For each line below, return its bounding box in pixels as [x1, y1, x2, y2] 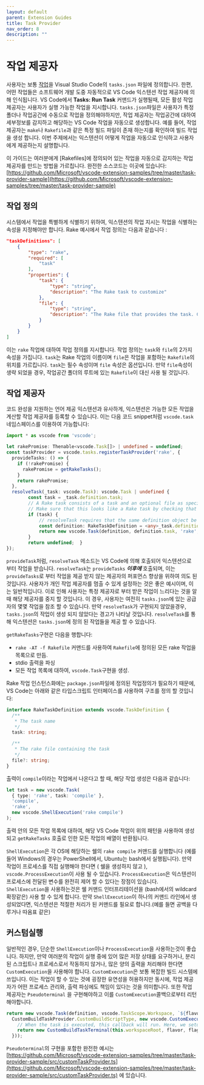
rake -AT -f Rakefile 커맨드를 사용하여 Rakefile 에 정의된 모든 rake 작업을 [15, 644, 196, 651]
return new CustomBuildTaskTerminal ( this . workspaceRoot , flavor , [17, 1027, 186, 1033]
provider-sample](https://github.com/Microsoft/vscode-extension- [6, 176, 173, 183]
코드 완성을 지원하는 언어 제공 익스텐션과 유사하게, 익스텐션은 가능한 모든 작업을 [6, 405, 194, 413]
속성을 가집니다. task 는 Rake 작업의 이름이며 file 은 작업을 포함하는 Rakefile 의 [6, 353, 195, 360]
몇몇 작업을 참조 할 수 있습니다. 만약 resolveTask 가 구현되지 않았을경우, [17, 602, 186, 610]
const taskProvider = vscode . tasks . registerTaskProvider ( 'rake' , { [6, 449, 181, 456]
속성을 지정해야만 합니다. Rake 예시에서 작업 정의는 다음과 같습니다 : [6, 226, 168, 233]
